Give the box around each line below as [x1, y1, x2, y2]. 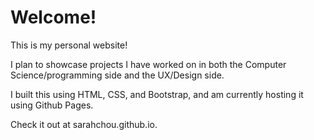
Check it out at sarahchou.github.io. [10, 118, 158, 130]
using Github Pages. [10, 99, 94, 111]
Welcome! [10, 6, 97, 29]
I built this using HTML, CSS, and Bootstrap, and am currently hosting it [10, 88, 304, 100]
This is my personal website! [10, 39, 128, 51]
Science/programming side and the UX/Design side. [10, 69, 225, 81]
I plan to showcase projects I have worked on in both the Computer [10, 58, 287, 70]
